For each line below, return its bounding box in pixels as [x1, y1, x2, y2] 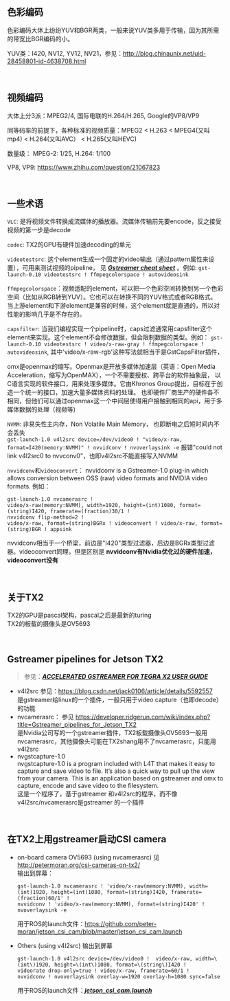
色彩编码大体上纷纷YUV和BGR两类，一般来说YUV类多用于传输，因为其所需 [7, 26, 220, 34]
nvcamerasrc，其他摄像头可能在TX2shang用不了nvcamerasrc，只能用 [16, 737, 216, 745]
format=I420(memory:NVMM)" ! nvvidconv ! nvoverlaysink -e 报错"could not [7, 443, 223, 451]
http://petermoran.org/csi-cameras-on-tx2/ [16, 861, 141, 869]
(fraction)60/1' [16, 895, 64, 901]
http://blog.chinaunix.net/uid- [122, 49, 206, 57]
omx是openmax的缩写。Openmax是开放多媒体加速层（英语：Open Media [7, 363, 216, 371]
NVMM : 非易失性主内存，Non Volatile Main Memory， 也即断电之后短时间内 [7, 420, 214, 428]
